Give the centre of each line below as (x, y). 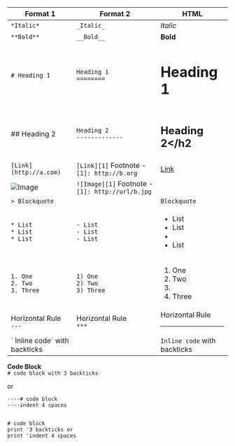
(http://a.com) (36, 172)
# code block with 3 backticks (53, 373)
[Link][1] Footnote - (112, 165)
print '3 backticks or (40, 429)
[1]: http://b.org (107, 173)
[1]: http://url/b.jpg (114, 191)
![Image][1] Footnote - (115, 183)
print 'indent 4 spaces (42, 436)
